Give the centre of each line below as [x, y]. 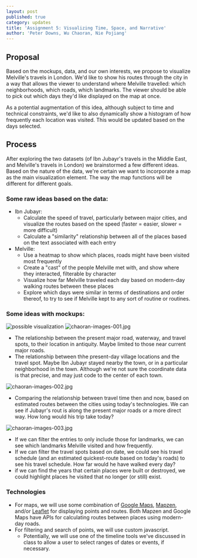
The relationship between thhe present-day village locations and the [97, 357]
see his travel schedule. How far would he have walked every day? [95, 464]
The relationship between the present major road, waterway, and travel [100, 338]
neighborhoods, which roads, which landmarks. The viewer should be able [96, 90]
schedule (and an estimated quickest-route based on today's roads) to [100, 458]
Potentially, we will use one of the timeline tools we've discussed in [104, 536]
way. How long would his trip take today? [64, 417]
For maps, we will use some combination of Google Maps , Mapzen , [96, 505]
